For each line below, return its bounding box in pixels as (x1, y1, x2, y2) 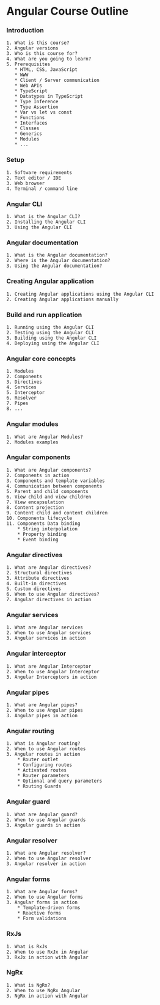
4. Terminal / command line (6, 185, 78, 192)
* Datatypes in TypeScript (14, 93, 84, 100)
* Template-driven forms (17, 905, 81, 911)
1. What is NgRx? (6, 982, 51, 988)
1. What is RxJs (6, 943, 48, 949)
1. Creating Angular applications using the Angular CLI (6, 291, 155, 297)
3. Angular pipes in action (6, 713, 78, 719)
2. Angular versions (6, 45, 59, 51)
